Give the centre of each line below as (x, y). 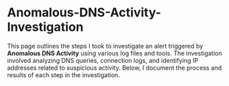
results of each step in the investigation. (63, 75)
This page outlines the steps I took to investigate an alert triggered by (105, 46)
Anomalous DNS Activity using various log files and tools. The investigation (115, 53)
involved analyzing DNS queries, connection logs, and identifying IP (103, 60)
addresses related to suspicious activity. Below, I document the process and (114, 68)
